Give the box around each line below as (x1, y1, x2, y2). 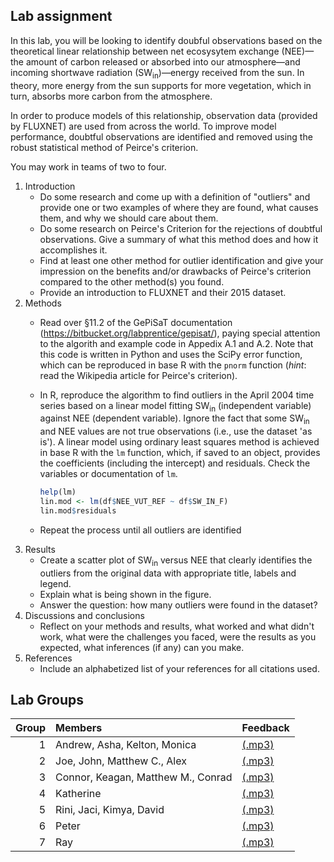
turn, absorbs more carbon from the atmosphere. (10, 90, 213, 102)
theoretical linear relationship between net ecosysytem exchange (10, 45, 280, 57)
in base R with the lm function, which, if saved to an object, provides (39, 447, 321, 459)
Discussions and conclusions (24, 609, 145, 621)
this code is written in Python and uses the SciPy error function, (39, 348, 303, 360)
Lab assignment (10, 8, 113, 25)
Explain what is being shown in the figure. (39, 588, 212, 600)
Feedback (241, 721, 290, 735)
